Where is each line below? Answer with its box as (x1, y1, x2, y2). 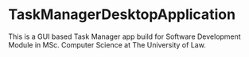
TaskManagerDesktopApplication (8, 6, 236, 24)
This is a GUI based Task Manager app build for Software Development (8, 32, 241, 41)
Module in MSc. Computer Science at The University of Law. (8, 40, 207, 49)
